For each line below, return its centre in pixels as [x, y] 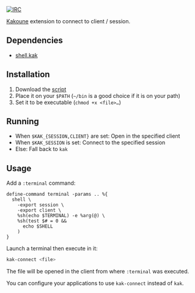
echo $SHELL [38, 226]
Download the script [41, 89]
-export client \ [39, 210]
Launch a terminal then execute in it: [52, 248]
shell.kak [26, 55]
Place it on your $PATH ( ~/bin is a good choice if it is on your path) [97, 95]
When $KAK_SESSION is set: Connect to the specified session [90, 143]
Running [23, 121]
